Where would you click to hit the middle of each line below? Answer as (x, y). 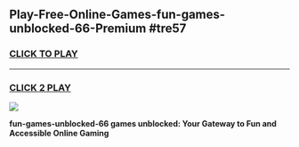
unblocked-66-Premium (78, 29)
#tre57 (167, 29)
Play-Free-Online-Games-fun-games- (117, 15)
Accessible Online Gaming (59, 133)
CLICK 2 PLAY (40, 87)
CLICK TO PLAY (44, 54)
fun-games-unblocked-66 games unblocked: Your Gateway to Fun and (143, 123)
